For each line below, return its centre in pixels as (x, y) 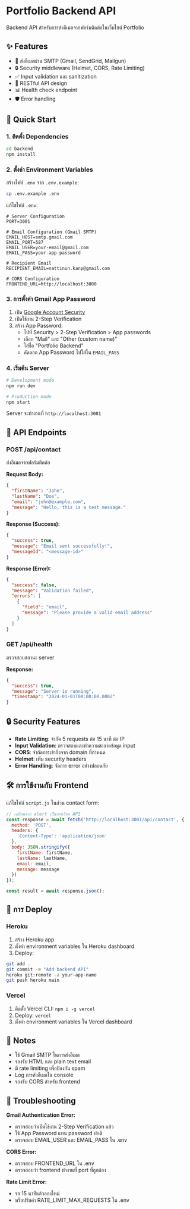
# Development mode (30, 380)
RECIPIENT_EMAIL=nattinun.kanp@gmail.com (58, 269)
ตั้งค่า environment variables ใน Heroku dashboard (75, 946)
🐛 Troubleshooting (41, 1100)
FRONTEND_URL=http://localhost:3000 (51, 284)
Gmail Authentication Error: (41, 1115)
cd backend (20, 149)
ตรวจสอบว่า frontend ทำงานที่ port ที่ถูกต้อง (60, 1170)
